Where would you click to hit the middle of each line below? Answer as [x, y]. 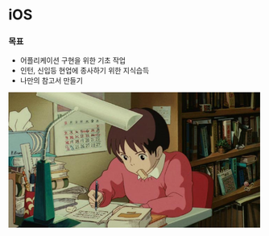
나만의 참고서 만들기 [51, 81]
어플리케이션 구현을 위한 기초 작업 [73, 60]
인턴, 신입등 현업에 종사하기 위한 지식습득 [85, 71]
